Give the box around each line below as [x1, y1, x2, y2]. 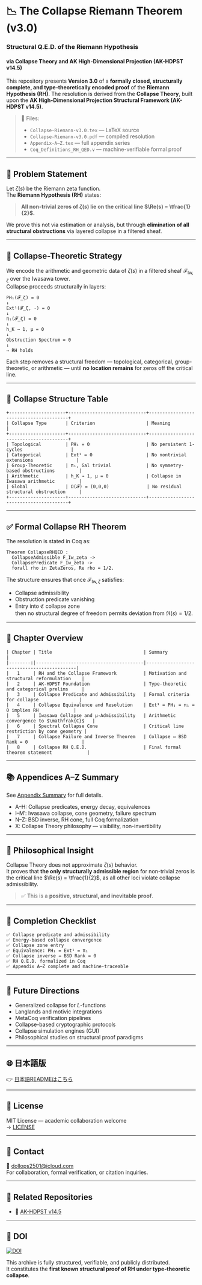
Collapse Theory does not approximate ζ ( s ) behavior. [6, 861, 138, 869]
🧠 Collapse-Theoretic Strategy [6, 250, 123, 261]
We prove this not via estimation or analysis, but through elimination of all [6, 221, 189, 229]
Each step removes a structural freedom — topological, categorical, [6, 358, 174, 365]
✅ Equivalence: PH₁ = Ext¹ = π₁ [6, 948, 88, 954]
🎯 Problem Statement [6, 169, 88, 179]
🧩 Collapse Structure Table [6, 394, 109, 404]
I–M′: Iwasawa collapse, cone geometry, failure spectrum [14, 809, 156, 817]
